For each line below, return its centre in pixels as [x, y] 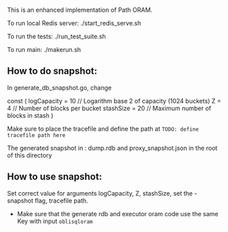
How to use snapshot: [55, 177]
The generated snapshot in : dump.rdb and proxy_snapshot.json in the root [112, 148]
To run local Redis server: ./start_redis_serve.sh [74, 23]
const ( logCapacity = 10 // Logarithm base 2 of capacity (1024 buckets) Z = [114, 101]
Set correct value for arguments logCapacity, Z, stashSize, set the [100, 193]
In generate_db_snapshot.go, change [59, 88]
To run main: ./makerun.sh [44, 50]
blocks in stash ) [30, 115]
